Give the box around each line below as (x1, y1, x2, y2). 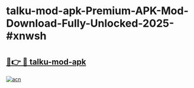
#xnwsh (6, 30, 47, 43)
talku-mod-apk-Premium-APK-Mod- (6, 4, 189, 18)
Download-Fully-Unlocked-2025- (6, 17, 174, 30)
